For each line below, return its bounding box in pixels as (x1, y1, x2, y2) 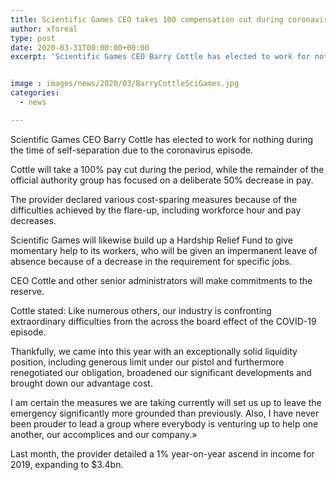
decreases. (10, 214, 57, 226)
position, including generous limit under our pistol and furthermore (10, 356, 285, 368)
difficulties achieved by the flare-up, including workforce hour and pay (10, 204, 302, 216)
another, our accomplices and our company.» (10, 428, 198, 440)
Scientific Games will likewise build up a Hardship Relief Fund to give (10, 234, 293, 246)
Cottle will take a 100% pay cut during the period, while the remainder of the (10, 163, 325, 175)
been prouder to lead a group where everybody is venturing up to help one (10, 417, 319, 430)
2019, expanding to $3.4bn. (10, 458, 124, 470)
